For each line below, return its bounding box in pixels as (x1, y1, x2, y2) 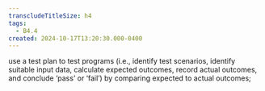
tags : (8, 19, 27, 27)
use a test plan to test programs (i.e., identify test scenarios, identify (8, 56, 236, 66)
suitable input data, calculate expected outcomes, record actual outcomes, (8, 65, 258, 75)
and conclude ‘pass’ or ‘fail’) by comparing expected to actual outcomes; (8, 73, 252, 83)
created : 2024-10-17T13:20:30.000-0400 (8, 34, 143, 43)
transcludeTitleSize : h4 (8, 11, 92, 20)
